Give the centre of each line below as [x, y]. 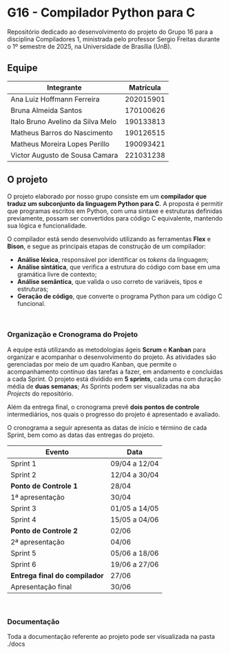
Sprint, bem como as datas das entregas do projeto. [81, 435]
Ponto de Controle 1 [44, 486]
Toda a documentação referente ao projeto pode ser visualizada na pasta [111, 637]
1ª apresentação [38, 497]
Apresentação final [41, 586]
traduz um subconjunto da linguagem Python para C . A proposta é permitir [115, 203]
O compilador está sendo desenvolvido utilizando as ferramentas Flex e [109, 238]
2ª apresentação [38, 542]
